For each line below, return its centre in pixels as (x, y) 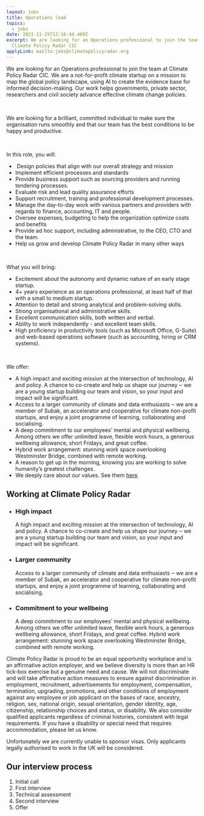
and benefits (31, 224)
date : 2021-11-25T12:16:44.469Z (47, 35)
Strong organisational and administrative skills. (73, 311)
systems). (27, 343)
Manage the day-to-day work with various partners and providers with (103, 204)
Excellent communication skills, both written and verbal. (85, 317)
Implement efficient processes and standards (72, 172)
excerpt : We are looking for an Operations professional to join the (96, 40)
